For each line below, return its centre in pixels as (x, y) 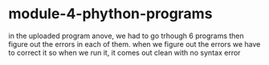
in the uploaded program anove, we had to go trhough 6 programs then (126, 36)
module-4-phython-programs (110, 14)
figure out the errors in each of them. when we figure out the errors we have (134, 44)
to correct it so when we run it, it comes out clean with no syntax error (124, 52)
